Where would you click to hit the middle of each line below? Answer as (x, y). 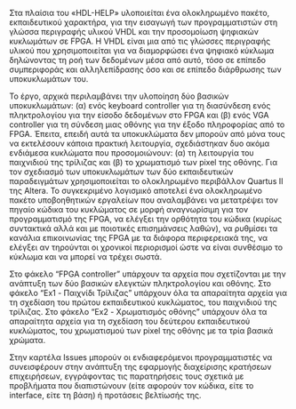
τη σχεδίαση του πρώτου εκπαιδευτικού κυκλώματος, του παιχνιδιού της (143, 302)
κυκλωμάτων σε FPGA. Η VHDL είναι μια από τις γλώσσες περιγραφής (140, 41)
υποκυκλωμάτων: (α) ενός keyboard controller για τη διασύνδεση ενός (140, 105)
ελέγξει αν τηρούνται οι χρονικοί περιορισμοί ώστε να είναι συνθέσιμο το (146, 247)
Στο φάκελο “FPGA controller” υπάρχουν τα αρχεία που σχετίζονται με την (148, 274)
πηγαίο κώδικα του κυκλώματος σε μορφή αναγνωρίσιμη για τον (129, 209)
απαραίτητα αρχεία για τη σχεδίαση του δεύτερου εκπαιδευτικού (130, 321)
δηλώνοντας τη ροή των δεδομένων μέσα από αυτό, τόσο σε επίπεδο (138, 60)
